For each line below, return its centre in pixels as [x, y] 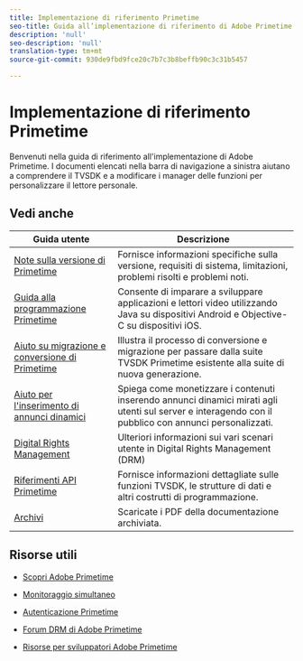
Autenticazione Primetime [70, 611]
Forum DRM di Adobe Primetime [82, 629]
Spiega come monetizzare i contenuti [196, 388]
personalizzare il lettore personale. [73, 185]
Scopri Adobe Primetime [68, 577]
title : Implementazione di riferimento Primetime [105, 18]
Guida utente [61, 238]
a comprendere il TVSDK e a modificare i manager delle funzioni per [136, 175]
